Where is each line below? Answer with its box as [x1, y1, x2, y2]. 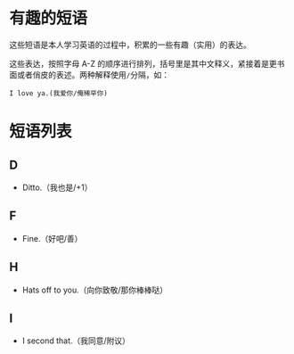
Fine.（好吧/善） [21, 233, 83, 243]
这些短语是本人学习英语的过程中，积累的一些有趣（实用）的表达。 [9, 39, 251, 50]
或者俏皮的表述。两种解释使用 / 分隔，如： [16, 69, 170, 80]
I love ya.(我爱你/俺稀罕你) [9, 88, 109, 98]
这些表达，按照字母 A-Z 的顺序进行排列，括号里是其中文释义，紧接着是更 [9, 58, 278, 69]
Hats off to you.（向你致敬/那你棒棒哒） [21, 284, 168, 295]
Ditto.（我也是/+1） [21, 182, 93, 193]
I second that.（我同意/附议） [21, 335, 131, 346]
